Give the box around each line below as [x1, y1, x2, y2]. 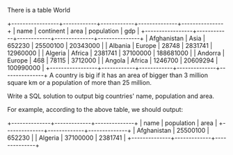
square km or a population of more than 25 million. [7, 79, 152, 86]
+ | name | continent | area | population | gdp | [7, 27, 140, 35]
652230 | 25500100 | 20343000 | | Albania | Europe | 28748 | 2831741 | [7, 42, 213, 49]
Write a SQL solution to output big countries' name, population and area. [7, 92, 214, 100]
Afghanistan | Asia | [149, 34, 205, 42]
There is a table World [7, 6, 71, 14]
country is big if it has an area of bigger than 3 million [55, 71, 209, 79]
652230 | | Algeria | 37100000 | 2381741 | [7, 133, 127, 142]
